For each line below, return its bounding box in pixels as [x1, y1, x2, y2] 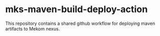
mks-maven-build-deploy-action [5, 4, 148, 15]
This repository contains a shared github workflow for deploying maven [5, 20, 155, 26]
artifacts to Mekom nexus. [5, 25, 60, 31]
